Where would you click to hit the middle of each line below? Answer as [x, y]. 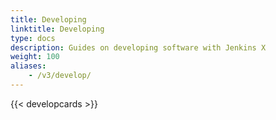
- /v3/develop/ [60, 76]
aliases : [28, 66]
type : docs [33, 38]
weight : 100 [35, 57]
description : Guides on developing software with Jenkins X [138, 47]
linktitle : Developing [57, 29]
